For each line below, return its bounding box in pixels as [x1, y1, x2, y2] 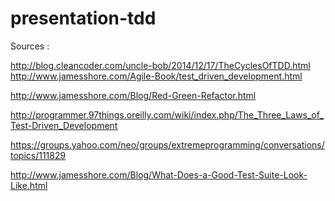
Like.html [10, 179, 48, 191]
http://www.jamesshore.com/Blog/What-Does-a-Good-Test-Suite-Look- [10, 168, 308, 181]
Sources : [10, 40, 50, 52]
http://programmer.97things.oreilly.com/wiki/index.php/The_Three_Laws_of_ [10, 108, 325, 121]
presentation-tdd [10, 7, 157, 30]
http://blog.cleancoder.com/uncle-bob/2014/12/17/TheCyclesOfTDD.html [10, 59, 311, 71]
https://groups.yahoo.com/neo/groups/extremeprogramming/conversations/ [10, 138, 325, 151]
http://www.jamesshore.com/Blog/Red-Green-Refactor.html [10, 89, 257, 101]
